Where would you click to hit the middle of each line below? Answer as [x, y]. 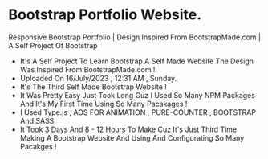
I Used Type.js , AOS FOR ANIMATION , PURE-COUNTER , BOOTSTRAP [138, 112]
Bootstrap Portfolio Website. [105, 15]
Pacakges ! [39, 146]
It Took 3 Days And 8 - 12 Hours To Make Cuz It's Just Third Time [128, 129]
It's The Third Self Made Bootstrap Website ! [93, 87]
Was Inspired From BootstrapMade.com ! [87, 69]
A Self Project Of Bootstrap [53, 45]
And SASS [37, 120]
